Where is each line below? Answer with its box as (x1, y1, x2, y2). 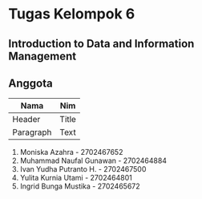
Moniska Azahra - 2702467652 (19, 148, 123, 157)
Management (8, 49, 77, 63)
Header (12, 114, 41, 125)
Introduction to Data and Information (8, 37, 195, 51)
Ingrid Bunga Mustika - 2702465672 (19, 181, 140, 191)
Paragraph (12, 127, 52, 138)
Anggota (8, 76, 54, 90)
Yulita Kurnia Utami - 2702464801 (19, 173, 132, 183)
